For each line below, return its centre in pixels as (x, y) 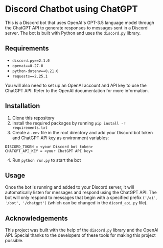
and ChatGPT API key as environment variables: (60, 138)
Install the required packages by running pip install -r (69, 123)
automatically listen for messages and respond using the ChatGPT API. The (81, 193)
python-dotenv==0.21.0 (35, 71)
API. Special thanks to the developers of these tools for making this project (80, 235)
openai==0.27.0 (28, 66)
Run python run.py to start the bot (47, 160)
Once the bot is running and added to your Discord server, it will (70, 187)
